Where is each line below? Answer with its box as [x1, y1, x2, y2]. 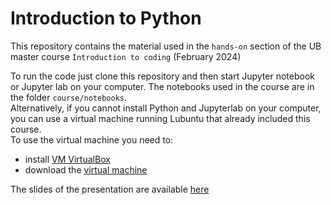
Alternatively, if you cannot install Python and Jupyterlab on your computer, [10, 102, 322, 114]
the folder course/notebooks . [10, 91, 128, 103]
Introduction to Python [10, 7, 202, 30]
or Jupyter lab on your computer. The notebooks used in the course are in [10, 80, 315, 92]
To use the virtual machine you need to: [10, 133, 174, 146]
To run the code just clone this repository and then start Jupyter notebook [10, 70, 315, 82]
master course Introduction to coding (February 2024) [10, 50, 242, 62]
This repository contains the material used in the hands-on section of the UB [10, 40, 322, 52]
